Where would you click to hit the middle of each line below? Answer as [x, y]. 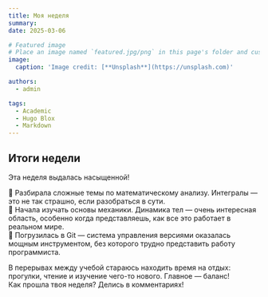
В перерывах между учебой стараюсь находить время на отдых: [120, 267]
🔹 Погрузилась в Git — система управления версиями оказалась [120, 235]
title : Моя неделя [39, 16]
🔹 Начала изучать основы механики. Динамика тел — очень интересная [132, 209]
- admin [28, 89]
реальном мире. [36, 226]
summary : [23, 23]
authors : [23, 81]
